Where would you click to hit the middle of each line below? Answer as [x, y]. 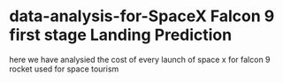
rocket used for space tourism [64, 69]
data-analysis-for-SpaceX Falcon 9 [142, 16]
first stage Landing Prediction [121, 35]
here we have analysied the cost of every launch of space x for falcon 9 [140, 59]
